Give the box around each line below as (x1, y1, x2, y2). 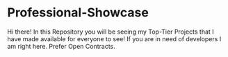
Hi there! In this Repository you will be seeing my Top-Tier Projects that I (7, 27, 214, 36)
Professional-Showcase (7, 5, 149, 21)
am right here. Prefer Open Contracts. (7, 42, 116, 50)
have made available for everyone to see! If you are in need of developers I (7, 34, 222, 43)
